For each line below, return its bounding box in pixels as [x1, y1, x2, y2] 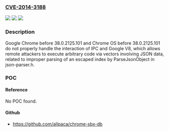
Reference [5, 87, 28, 93]
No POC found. [5, 98, 37, 104]
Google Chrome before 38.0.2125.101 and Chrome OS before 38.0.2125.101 [5, 40, 161, 46]
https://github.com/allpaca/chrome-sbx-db [12, 121, 103, 127]
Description [5, 28, 35, 36]
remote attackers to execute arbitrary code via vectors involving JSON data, [5, 51, 164, 57]
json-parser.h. [5, 61, 35, 68]
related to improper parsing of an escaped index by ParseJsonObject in [5, 56, 155, 62]
